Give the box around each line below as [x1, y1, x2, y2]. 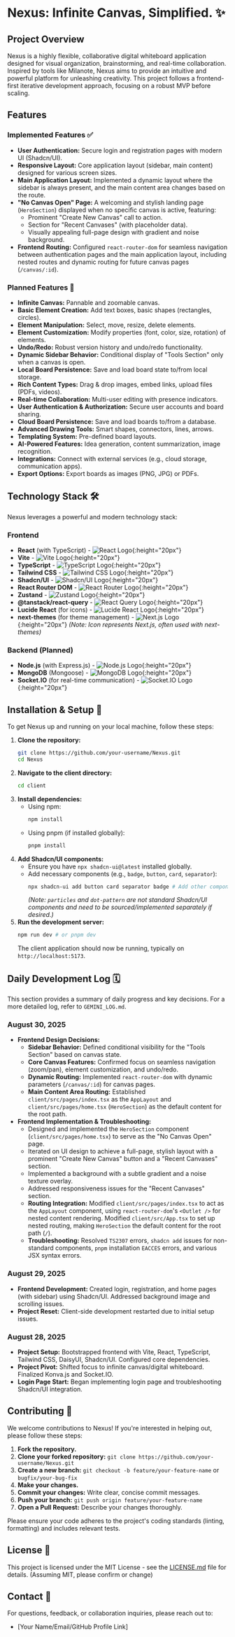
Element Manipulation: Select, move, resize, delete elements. [17, 321, 196, 329]
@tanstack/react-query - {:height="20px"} [17, 598, 204, 607]
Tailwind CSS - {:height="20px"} [17, 568, 173, 577]
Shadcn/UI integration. [17, 1385, 83, 1393]
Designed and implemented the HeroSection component [27, 1125, 189, 1133]
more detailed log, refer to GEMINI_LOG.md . [7, 1002, 127, 1011]
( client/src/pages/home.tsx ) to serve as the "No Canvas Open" [27, 1132, 212, 1141]
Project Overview [7, 33, 85, 45]
